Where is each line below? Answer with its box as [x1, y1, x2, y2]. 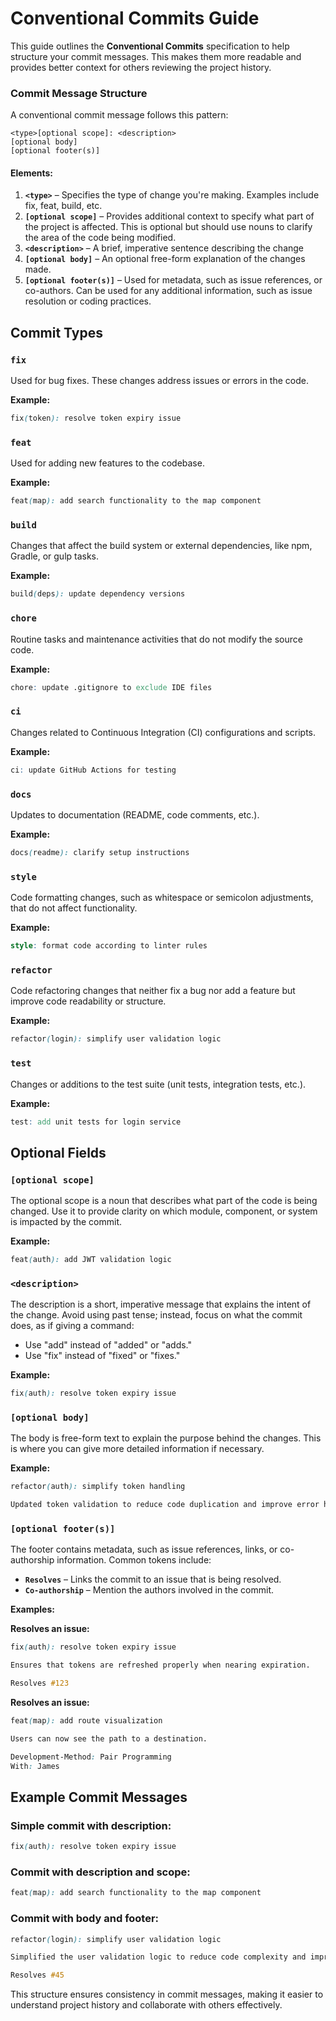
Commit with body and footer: [10, 1912, 160, 1926]
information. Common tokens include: [56, 1554, 212, 1566]
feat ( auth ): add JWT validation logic [10, 1255, 172, 1265]
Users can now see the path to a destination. [10, 1733, 208, 1744]
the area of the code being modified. [24, 232, 177, 244]
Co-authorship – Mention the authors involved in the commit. [24, 1584, 275, 1596]
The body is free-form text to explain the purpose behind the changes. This [10, 1432, 322, 1444]
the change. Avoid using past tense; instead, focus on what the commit [10, 1309, 303, 1321]
